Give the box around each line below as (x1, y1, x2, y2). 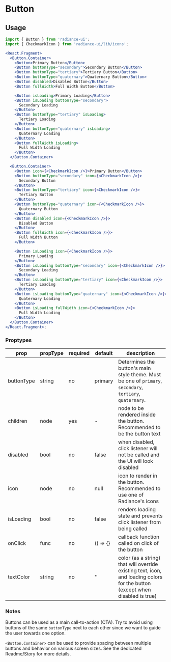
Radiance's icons (118, 498, 159, 505)
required (68, 350, 90, 357)
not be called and (118, 451, 160, 458)
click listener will (118, 445, 158, 452)
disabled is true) (118, 593, 157, 600)
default (95, 350, 113, 357)
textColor (8, 573, 31, 581)
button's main (118, 365, 151, 372)
